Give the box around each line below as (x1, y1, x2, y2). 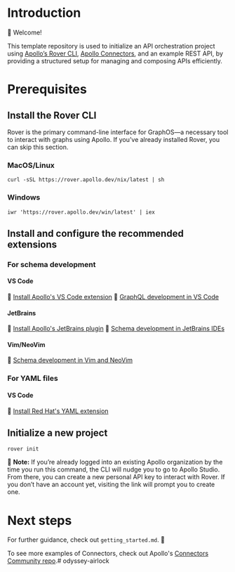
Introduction (7, 5, 81, 21)
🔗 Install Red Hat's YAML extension (7, 406, 109, 415)
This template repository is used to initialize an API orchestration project (7, 41, 215, 50)
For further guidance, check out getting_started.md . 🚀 (7, 535, 165, 544)
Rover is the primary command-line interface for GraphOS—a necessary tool (7, 128, 229, 136)
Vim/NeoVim (7, 340, 46, 349)
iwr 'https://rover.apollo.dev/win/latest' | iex (7, 209, 156, 216)
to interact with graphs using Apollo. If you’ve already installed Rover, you (7, 135, 220, 143)
